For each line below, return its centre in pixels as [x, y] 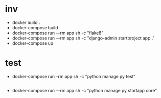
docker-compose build [35, 27]
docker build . [26, 22]
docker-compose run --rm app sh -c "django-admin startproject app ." [83, 38]
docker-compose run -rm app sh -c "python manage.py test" [74, 76]
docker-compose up [33, 43]
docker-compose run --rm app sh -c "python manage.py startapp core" [85, 91]
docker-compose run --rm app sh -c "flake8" [58, 33]
